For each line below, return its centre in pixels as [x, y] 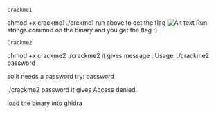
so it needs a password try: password [61, 76]
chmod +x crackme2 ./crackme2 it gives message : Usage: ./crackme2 [108, 56]
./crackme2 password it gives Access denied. [72, 89]
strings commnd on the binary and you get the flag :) [82, 30]
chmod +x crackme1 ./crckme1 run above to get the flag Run [107, 23]
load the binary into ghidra [45, 103]
